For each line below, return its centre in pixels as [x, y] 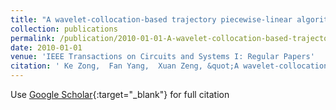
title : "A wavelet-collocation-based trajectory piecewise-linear [151, 19]
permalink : [33, 38]
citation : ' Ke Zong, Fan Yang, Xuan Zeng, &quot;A [125, 66]
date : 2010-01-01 [46, 47]
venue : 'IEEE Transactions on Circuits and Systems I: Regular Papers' [162, 57]
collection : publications [64, 29]
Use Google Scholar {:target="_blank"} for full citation [120, 94]
